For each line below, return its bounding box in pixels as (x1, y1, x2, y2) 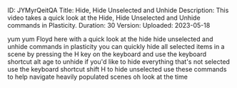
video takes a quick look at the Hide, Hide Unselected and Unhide (7, 13, 201, 22)
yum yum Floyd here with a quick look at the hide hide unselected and (7, 35, 213, 43)
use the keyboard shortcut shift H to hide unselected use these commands (7, 65, 227, 73)
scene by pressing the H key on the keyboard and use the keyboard (7, 50, 207, 58)
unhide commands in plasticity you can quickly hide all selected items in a (7, 43, 225, 50)
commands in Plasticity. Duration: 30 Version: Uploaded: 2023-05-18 (7, 21, 211, 29)
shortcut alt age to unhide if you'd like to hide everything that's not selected (7, 57, 231, 66)
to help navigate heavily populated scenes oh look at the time (7, 72, 188, 81)
